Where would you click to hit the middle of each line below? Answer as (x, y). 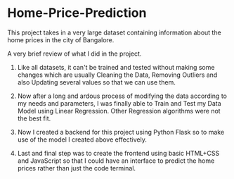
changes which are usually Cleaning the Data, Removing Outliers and (117, 75)
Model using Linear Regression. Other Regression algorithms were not (119, 111)
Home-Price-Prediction (77, 13)
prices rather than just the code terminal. (76, 168)
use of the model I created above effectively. (82, 140)
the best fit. (34, 118)
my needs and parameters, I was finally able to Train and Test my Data (119, 103)
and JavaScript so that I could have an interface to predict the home (116, 161)
